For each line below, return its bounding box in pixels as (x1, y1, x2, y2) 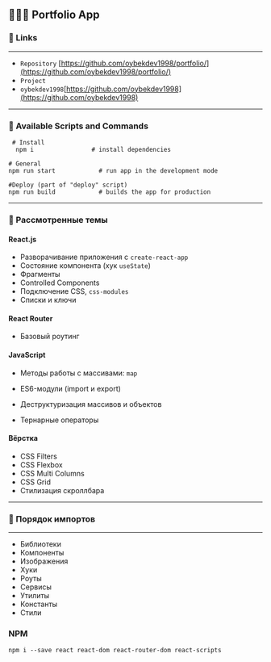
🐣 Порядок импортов (8, 513, 95, 525)
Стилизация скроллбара (19, 485, 105, 495)
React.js (8, 234, 37, 244)
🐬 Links (8, 32, 38, 44)
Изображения (19, 556, 69, 566)
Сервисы (19, 582, 52, 592)
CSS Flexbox (19, 459, 63, 469)
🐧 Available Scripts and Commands (8, 120, 149, 132)
